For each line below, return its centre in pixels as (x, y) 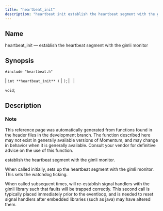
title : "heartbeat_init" (30, 9)
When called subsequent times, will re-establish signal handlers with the (77, 184)
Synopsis (19, 60)
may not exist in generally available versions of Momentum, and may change (81, 140)
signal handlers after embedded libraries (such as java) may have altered (78, 199)
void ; (10, 90)
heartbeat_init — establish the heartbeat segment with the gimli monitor (77, 45)
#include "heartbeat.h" (29, 72)
